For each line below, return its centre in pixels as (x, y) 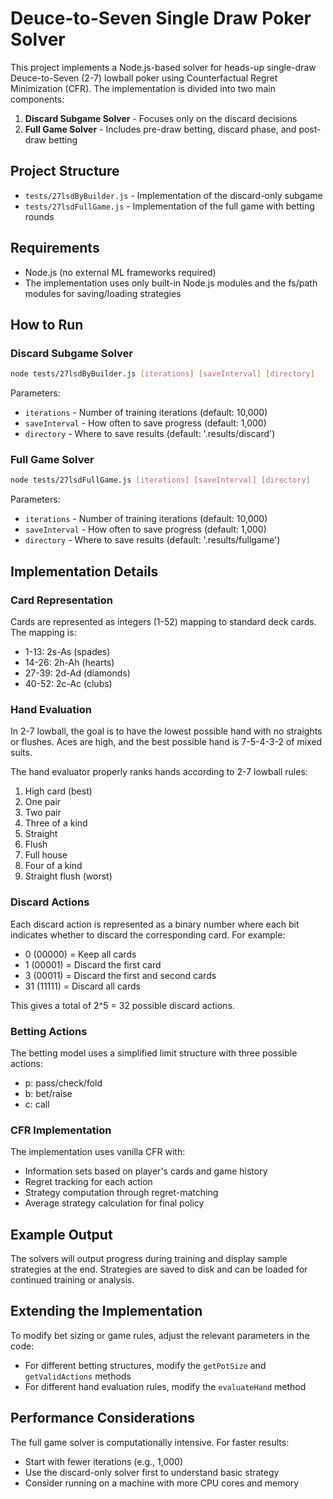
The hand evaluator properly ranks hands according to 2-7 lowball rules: (159, 772)
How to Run (47, 324)
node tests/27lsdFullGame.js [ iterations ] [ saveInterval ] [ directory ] (160, 480)
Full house (46, 855)
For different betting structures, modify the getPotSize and (145, 1365)
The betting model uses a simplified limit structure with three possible (154, 1053)
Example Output (61, 1234)
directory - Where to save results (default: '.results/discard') (150, 434)
